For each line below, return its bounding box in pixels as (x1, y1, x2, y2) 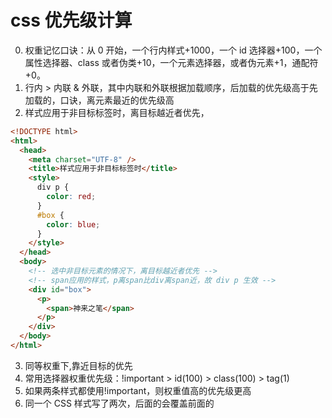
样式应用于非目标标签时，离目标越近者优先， (24, 106, 210, 118)
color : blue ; (46, 219, 101, 230)
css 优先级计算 (10, 9, 133, 32)
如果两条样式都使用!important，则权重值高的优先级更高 (24, 384, 252, 396)
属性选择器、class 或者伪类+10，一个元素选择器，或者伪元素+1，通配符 (24, 56, 319, 68)
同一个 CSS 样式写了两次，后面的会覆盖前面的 (24, 397, 215, 409)
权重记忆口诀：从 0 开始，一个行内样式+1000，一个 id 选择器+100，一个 (24, 44, 323, 56)
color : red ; (46, 192, 97, 202)
